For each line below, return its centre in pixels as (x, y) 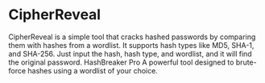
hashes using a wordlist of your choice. (93, 70)
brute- (246, 62)
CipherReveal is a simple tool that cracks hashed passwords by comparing (132, 37)
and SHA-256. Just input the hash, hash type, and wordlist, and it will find (130, 53)
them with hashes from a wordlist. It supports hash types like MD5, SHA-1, (131, 45)
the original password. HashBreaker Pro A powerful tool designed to (121, 62)
